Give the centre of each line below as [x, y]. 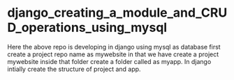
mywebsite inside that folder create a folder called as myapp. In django [109, 61]
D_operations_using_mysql [87, 27]
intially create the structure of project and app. [74, 69]
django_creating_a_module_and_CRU [117, 13]
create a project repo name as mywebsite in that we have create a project [113, 54]
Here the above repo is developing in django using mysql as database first [114, 47]
